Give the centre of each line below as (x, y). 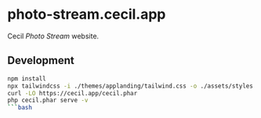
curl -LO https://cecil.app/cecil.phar (72, 93)
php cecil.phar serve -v (48, 100)
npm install (27, 79)
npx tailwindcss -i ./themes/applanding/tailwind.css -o (102, 86)
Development (41, 61)
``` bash (20, 108)
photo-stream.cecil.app (87, 14)
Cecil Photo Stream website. (53, 36)
